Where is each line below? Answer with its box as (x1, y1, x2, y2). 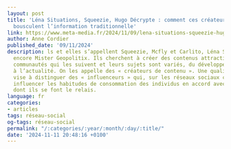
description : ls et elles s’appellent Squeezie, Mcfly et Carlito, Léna (7, 49, 220, 56)
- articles (7, 106, 38, 113)
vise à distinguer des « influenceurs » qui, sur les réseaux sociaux (13, 73, 220, 81)
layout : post (7, 10, 45, 17)
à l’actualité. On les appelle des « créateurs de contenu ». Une (13, 67, 208, 74)
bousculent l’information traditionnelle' (13, 23, 137, 30)
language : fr (7, 93, 45, 100)
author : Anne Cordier (7, 36, 69, 43)
